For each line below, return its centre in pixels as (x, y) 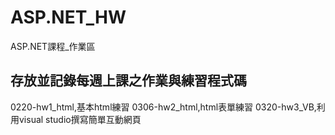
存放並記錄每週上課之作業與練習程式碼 (128, 81)
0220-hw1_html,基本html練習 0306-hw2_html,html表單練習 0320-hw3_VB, (163, 107)
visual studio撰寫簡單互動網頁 (80, 119)
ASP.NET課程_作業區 (53, 46)
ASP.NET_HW (68, 17)
